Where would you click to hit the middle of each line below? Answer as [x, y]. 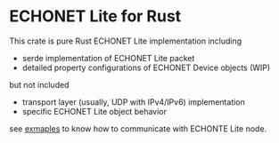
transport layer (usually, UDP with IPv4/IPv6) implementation [133, 102]
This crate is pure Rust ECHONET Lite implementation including [126, 41]
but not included [39, 84]
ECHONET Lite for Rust [95, 16]
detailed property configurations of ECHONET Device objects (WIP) [146, 68]
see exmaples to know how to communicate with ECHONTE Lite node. [138, 128]
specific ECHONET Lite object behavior [94, 111]
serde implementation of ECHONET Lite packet [108, 58]
